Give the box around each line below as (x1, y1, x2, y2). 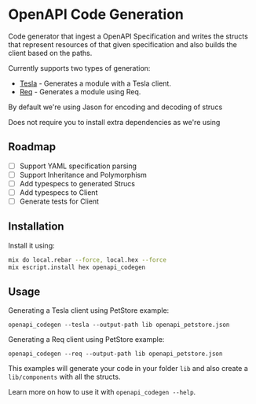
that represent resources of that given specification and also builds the (8, 39, 237, 49)
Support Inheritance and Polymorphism (19, 170, 148, 179)
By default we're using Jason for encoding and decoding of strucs (8, 102, 223, 112)
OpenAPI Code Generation (8, 6, 185, 24)
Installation (8, 220, 64, 233)
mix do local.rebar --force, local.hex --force (8, 255, 167, 264)
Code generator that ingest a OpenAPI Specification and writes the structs (8, 31, 249, 41)
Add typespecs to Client (19, 187, 98, 197)
